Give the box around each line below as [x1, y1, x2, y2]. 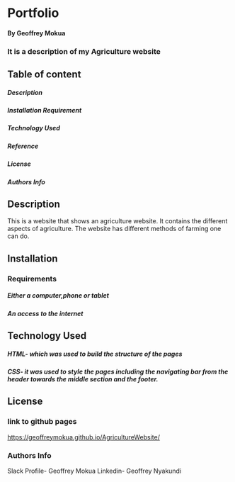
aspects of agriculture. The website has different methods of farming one [7, 225, 222, 233]
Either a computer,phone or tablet [7, 291, 110, 300]
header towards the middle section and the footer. [7, 375, 159, 383]
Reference [7, 142, 39, 150]
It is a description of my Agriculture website [7, 46, 161, 56]
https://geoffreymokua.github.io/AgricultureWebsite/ [7, 432, 161, 441]
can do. [7, 232, 30, 240]
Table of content [7, 69, 81, 81]
